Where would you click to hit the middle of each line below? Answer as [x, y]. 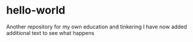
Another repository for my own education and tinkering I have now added [97, 27]
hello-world [36, 10]
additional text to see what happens [50, 33]
